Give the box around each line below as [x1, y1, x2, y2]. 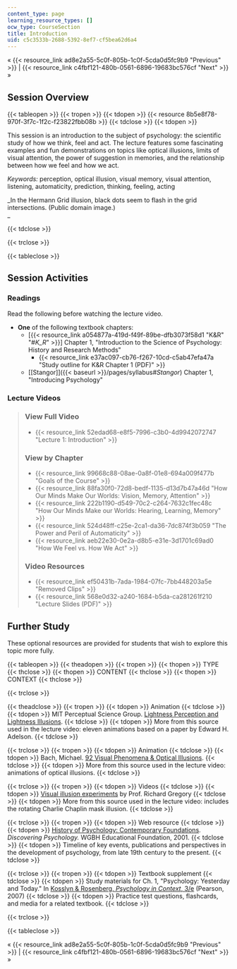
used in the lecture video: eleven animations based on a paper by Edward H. [7, 725, 229, 734]
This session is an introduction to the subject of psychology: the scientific [7, 131, 221, 140]
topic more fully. [7, 646, 55, 655]
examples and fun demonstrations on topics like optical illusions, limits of [7, 146, 220, 154]
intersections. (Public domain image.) [7, 203, 116, 211]
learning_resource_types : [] [7, 17, 93, 24]
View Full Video [24, 412, 80, 421]
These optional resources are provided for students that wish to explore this [7, 639, 228, 648]
